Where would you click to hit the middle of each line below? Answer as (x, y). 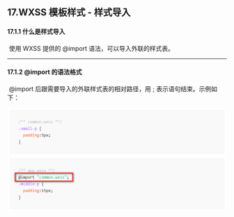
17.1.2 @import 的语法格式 (45, 72)
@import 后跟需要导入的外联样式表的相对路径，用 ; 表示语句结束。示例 (110, 88)
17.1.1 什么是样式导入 (36, 31)
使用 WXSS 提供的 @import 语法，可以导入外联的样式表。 (92, 48)
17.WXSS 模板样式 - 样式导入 (69, 13)
